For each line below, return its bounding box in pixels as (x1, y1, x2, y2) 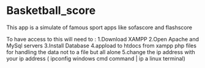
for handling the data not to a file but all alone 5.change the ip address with (6, 48, 196, 55)
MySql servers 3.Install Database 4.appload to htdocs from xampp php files (6, 42, 197, 49)
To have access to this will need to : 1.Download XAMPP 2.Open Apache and (6, 35, 199, 42)
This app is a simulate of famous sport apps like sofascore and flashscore (6, 24, 193, 31)
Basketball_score (6, 4, 96, 18)
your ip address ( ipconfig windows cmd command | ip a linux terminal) (6, 55, 185, 62)
